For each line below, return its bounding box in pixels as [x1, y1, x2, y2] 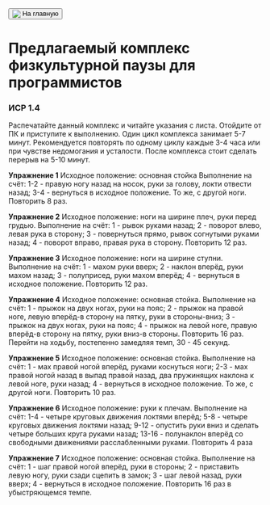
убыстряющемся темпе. [8, 487, 93, 497]
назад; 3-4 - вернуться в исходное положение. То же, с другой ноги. [8, 187, 247, 197]
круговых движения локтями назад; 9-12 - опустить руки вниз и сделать [8, 420, 260, 430]
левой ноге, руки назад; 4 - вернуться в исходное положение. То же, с [8, 379, 254, 389]
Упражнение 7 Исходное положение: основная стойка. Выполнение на [8, 452, 255, 463]
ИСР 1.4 [8, 102, 40, 113]
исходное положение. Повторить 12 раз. [8, 279, 148, 288]
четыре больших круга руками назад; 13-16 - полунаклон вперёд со [8, 428, 243, 439]
